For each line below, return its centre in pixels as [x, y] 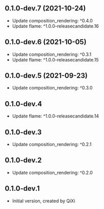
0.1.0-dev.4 [23, 104]
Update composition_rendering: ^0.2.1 [52, 144]
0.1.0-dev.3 [23, 132]
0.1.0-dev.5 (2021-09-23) [46, 76]
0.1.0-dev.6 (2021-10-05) [46, 42]
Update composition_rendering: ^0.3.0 [52, 88]
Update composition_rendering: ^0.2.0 [52, 172]
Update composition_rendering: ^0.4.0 [52, 20]
